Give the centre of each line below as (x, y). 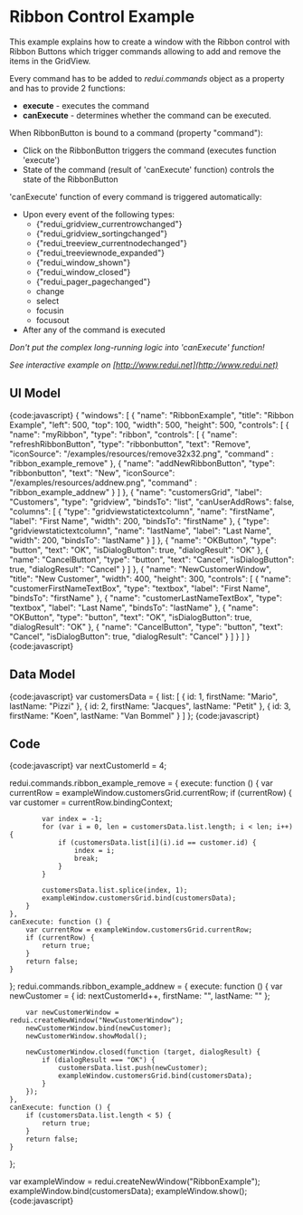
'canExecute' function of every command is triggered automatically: (136, 196)
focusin (50, 311)
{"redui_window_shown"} (83, 262)
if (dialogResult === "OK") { (99, 1060)
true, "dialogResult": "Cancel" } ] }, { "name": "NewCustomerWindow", (141, 569)
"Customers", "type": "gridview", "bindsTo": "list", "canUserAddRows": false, (152, 502)
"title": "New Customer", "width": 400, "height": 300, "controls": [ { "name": (150, 579)
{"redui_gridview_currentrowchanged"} (109, 224)
